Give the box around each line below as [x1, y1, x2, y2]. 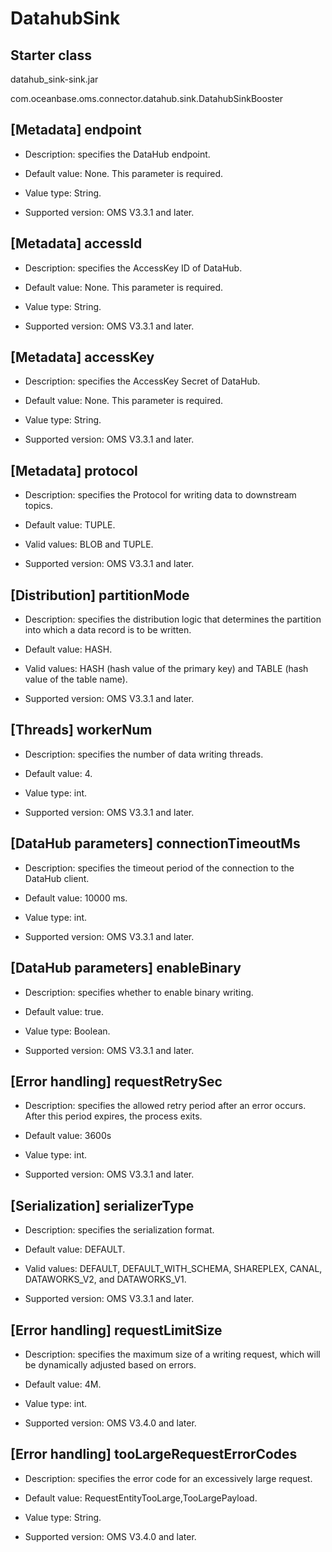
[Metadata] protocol [10, 462, 138, 479]
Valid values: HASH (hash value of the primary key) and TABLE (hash [24, 663, 309, 675]
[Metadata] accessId [10, 235, 143, 252]
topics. [24, 500, 54, 512]
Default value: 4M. [24, 1378, 102, 1390]
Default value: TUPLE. [24, 519, 116, 531]
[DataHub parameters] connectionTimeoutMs [10, 835, 301, 852]
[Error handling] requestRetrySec [10, 1073, 223, 1090]
